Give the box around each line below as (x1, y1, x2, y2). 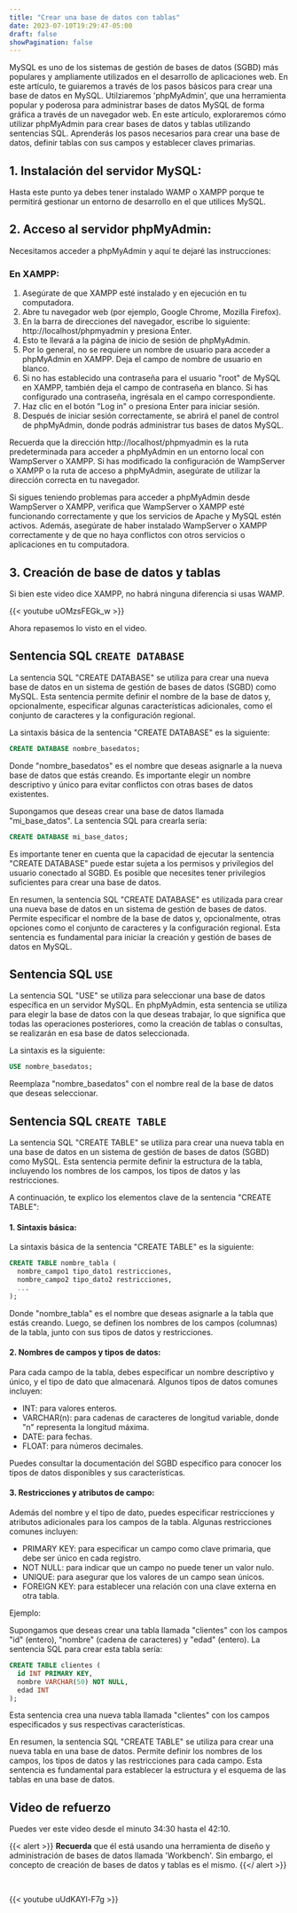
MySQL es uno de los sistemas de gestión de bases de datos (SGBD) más (9, 62, 279, 73)
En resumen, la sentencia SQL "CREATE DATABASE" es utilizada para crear (9, 894, 284, 905)
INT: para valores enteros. (21, 1403, 118, 1413)
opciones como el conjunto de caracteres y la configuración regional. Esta (9, 922, 281, 933)
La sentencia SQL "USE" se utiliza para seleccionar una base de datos (9, 991, 266, 1001)
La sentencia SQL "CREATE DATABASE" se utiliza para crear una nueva (9, 672, 269, 683)
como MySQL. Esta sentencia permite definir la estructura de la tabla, (9, 1156, 263, 1167)
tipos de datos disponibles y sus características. (9, 1466, 186, 1478)
